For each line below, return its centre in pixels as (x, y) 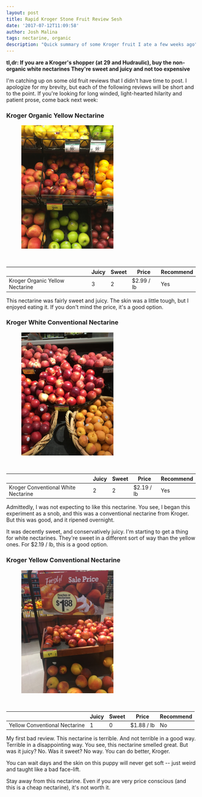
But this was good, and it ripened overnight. (60, 520)
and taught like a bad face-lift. (44, 769)
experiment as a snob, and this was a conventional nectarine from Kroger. (98, 514)
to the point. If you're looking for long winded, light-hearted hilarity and (94, 93)
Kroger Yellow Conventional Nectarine (63, 560)
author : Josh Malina (32, 32)
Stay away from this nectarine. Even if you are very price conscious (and (96, 781)
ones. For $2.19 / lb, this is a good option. (57, 545)
